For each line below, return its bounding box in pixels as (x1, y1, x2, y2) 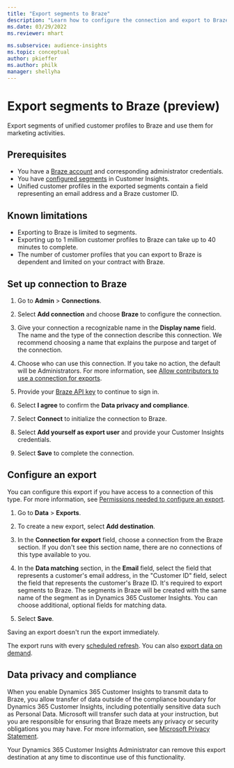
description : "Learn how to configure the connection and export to (7, 17, 210, 24)
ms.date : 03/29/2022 (7, 23, 68, 30)
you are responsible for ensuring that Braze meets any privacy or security (7, 717, 219, 725)
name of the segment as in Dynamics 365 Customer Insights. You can (17, 593, 218, 601)
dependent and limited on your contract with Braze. (17, 258, 165, 266)
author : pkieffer (7, 55, 58, 63)
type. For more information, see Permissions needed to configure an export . (7, 495, 226, 503)
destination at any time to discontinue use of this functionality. (7, 753, 186, 761)
